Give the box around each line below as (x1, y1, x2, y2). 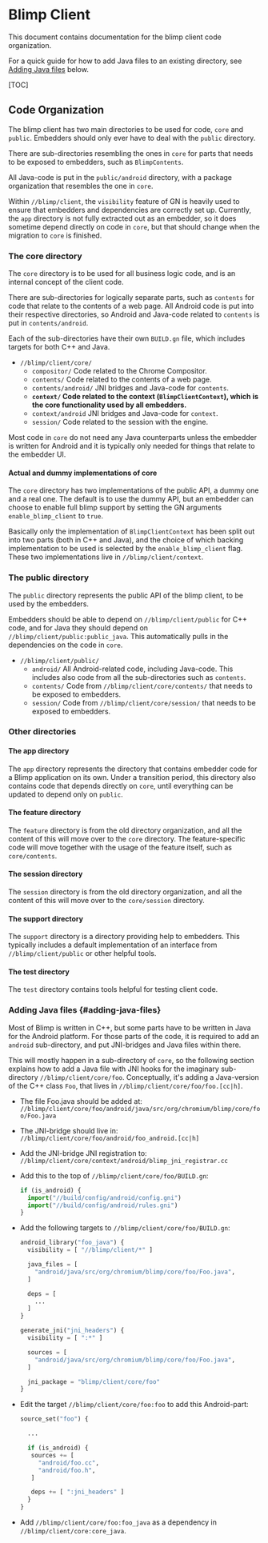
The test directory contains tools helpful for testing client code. (8, 985, 218, 994)
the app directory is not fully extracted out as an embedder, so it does (8, 214, 237, 223)
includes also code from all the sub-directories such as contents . (31, 672, 246, 682)
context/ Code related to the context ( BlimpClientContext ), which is (31, 392, 258, 402)
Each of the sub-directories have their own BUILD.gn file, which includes (8, 334, 246, 343)
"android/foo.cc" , (38, 1458, 100, 1467)
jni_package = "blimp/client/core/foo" (27, 1377, 161, 1385)
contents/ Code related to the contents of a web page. (31, 374, 212, 385)
